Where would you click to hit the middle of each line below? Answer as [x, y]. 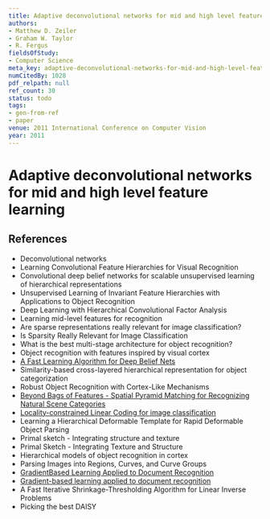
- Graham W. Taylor [41, 38]
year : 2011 [27, 135]
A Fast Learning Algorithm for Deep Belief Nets [98, 361]
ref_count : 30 [32, 91]
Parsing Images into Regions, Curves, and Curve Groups [113, 463]
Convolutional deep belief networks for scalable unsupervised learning [137, 275]
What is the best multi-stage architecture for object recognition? [126, 344]
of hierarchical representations [71, 284]
